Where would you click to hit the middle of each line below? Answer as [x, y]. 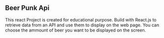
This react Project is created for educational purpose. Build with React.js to [81, 19]
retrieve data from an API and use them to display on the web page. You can [82, 25]
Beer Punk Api [27, 8]
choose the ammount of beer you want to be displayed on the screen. [76, 30]
